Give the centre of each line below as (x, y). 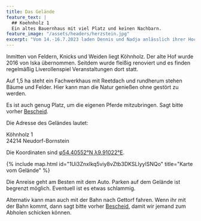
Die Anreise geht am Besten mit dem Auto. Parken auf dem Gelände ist (93, 182)
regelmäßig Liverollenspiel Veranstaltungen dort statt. (72, 69)
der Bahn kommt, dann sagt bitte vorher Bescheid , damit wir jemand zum (96, 206)
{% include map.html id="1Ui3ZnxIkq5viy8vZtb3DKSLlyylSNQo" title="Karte (100, 164)
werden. (16, 93)
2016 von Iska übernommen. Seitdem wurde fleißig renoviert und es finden (98, 63)
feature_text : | (26, 17)
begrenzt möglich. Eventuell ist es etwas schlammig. (71, 188)
